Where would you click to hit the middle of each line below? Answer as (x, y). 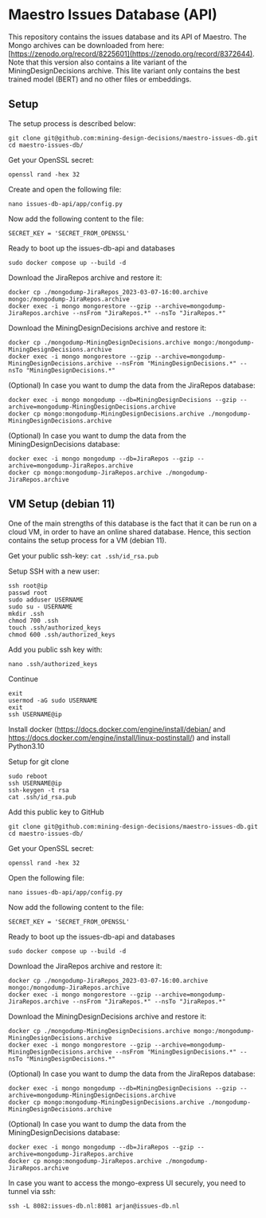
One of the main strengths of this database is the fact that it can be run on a (133, 523)
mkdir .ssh (26, 613)
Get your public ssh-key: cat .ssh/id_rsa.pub (84, 555)
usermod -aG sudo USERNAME (53, 700)
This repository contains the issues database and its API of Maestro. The (127, 37)
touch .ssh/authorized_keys (55, 628)
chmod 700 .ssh (33, 621)
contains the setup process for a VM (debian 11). (88, 540)
